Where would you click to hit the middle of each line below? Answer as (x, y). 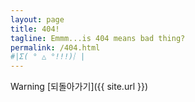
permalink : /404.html (55, 47)
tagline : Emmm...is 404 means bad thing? (98, 38)
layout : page (37, 19)
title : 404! (35, 29)
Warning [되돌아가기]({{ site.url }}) (79, 87)
